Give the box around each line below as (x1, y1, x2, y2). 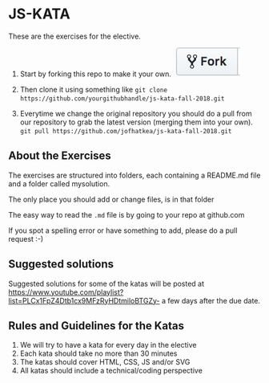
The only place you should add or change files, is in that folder (8, 194, 215, 204)
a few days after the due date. (161, 295, 261, 305)
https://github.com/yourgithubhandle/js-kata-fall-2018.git (19, 94, 225, 103)
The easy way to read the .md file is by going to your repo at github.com (8, 210, 245, 219)
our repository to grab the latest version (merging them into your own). (19, 117, 254, 127)
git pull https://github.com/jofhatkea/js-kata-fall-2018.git (19, 127, 232, 135)
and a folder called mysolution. (8, 178, 110, 189)
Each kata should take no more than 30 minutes (19, 348, 178, 358)
